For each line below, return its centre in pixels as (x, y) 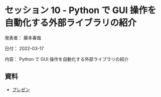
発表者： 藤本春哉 (23, 38)
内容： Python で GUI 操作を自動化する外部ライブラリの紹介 (67, 59)
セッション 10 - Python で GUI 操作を (80, 10)
